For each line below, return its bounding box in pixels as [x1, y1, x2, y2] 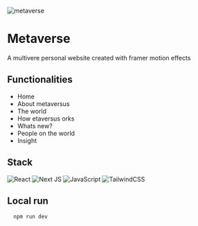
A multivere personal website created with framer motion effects [7, 53, 191, 62]
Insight [17, 136, 37, 145]
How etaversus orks [17, 114, 75, 123]
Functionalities [7, 73, 73, 86]
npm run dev [13, 214, 48, 220]
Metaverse [7, 31, 71, 46]
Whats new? [17, 121, 53, 130]
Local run [7, 195, 48, 207]
